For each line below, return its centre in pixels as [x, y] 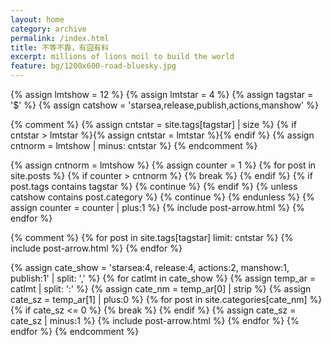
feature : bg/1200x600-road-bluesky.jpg [93, 66]
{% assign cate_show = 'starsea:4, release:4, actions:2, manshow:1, [150, 267]
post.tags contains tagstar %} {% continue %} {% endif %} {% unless [154, 186]
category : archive [48, 29]
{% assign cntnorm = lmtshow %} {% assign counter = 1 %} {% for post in [163, 165]
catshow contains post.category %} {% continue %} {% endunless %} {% [162, 197]
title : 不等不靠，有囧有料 [60, 47]
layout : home [37, 19]
